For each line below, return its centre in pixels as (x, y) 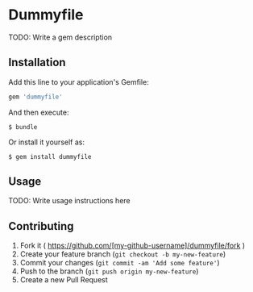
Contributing (41, 226)
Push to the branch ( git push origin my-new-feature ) (109, 271)
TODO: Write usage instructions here (69, 201)
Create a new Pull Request (64, 280)
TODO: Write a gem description (60, 37)
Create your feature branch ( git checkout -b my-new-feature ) (123, 254)
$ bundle (23, 127)
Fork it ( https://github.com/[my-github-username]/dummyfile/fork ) (133, 246)
